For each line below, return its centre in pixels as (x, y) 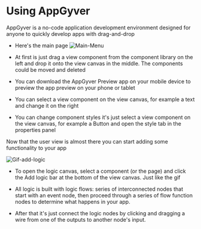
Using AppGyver (48, 11)
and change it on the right (47, 105)
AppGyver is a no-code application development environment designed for (98, 28)
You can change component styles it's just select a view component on (103, 117)
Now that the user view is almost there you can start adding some (87, 141)
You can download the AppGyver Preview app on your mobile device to (103, 81)
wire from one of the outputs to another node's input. (80, 219)
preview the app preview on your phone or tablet (75, 87)
